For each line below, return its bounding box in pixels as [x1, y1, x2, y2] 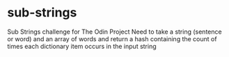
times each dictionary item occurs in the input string [7, 42, 157, 50]
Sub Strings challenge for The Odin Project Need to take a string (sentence [7, 27, 222, 36]
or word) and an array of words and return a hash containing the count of [7, 34, 217, 43]
